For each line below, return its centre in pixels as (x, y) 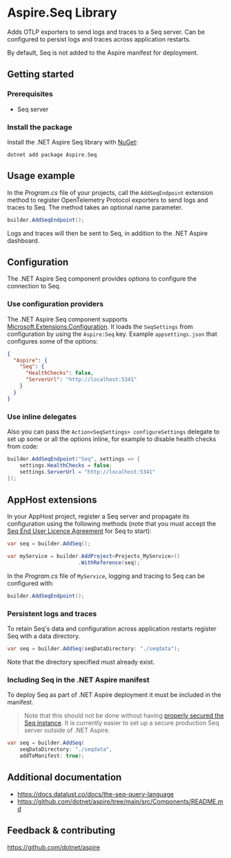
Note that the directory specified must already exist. (81, 662)
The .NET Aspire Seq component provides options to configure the (102, 279)
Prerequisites (30, 94)
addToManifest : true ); (52, 756)
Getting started (41, 74)
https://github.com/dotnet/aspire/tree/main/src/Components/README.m (120, 801)
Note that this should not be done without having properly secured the (124, 716)
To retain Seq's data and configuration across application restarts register (112, 629)
